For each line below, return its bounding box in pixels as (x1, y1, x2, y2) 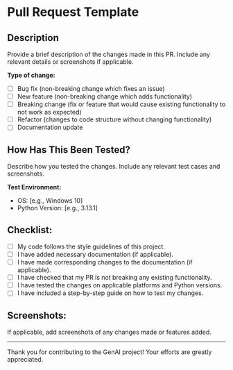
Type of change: (7, 71, 55, 79)
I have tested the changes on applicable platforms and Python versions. (17, 281, 223, 289)
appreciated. (7, 355, 44, 364)
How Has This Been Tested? (7, 144, 130, 155)
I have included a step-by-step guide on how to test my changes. (17, 289, 204, 297)
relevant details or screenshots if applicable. (7, 58, 134, 66)
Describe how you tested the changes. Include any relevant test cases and (7, 162, 221, 171)
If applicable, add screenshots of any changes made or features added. (7, 328, 212, 337)
